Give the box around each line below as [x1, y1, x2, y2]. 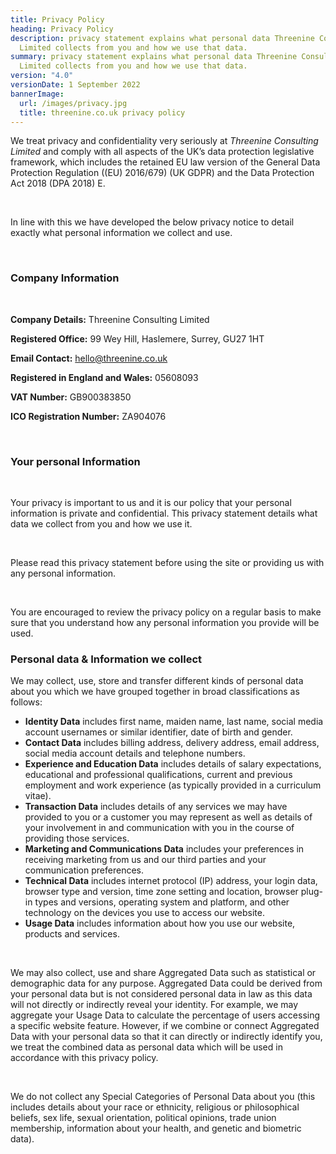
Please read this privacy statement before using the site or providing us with [10, 556, 325, 568]
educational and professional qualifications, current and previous [24, 769, 293, 781]
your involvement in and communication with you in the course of [24, 822, 295, 834]
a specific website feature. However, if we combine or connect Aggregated [10, 1020, 320, 1032]
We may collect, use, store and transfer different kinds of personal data [10, 675, 304, 687]
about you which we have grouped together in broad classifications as [10, 686, 300, 698]
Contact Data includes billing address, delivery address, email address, [24, 737, 320, 749]
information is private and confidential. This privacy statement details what [10, 507, 318, 519]
